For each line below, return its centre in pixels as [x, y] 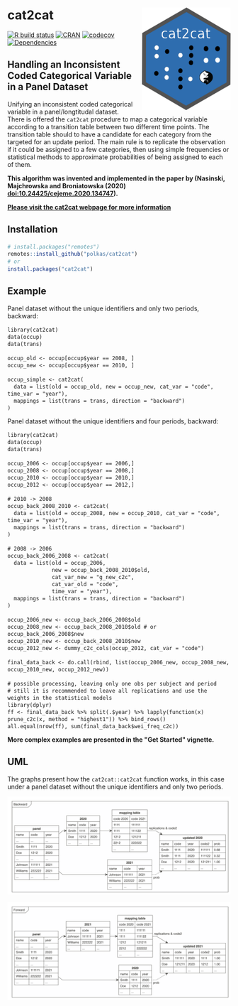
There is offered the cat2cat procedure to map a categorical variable [107, 119]
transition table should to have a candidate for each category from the [110, 134]
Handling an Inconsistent [64, 65]
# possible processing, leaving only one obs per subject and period [112, 683]
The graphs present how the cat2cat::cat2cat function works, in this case [116, 779]
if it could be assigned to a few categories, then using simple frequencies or [118, 149]
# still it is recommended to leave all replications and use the [107, 691]
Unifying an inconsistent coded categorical [70, 104]
